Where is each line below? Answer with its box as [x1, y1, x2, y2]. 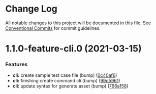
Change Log [5, 3, 57, 15]
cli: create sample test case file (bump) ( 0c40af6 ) [12, 72, 117, 78]
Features [5, 61, 28, 68]
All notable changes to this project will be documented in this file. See [5, 20, 151, 26]
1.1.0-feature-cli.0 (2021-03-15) [5, 43, 142, 55]
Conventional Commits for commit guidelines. [5, 25, 101, 31]
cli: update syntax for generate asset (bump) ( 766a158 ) [12, 83, 129, 89]
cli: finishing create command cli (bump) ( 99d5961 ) [12, 78, 120, 84]
